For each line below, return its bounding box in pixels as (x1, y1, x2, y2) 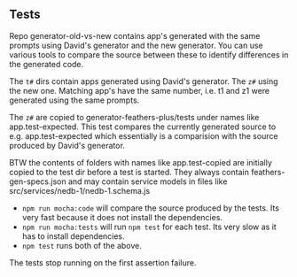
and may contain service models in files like (67, 176, 228, 187)
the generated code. (9, 58, 84, 69)
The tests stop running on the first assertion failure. (9, 257, 197, 268)
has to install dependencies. (21, 230, 126, 242)
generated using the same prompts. (9, 95, 140, 105)
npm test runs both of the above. (21, 240, 142, 250)
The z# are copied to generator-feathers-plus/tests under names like (9, 112, 260, 122)
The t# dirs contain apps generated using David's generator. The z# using (9, 75, 278, 87)
